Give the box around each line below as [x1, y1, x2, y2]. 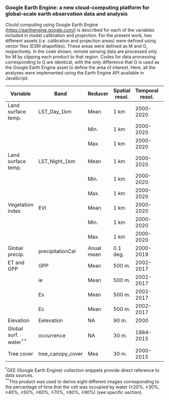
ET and [8, 259, 25, 266]
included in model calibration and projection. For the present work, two [5, 32, 152, 39]
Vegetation [8, 201, 34, 208]
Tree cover [8, 350, 34, 357]
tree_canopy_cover [38, 350, 83, 357]
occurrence [38, 332, 66, 339]
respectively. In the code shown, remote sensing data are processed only [5, 48, 157, 54]
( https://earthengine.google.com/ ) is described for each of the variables [5, 27, 155, 33]
